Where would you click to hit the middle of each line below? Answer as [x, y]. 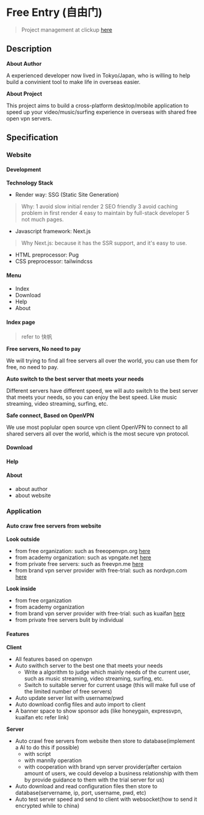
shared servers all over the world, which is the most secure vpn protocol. [98, 434]
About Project [24, 93]
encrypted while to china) [47, 806]
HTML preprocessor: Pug [47, 255]
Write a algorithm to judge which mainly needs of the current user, [107, 672]
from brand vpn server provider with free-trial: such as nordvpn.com [101, 571]
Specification [32, 138]
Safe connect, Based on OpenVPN [50, 415]
